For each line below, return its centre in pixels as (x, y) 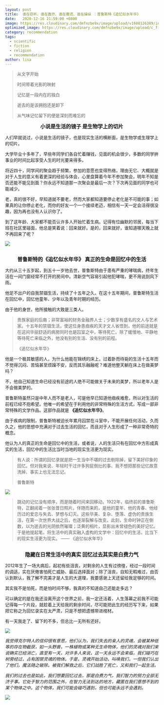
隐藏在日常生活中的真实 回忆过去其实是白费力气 (82, 555)
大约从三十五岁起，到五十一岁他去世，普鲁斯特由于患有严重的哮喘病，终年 (80, 270)
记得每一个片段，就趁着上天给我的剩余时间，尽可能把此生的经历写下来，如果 (82, 605)
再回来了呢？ (22, 234)
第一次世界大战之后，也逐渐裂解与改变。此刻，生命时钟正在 (90, 520)
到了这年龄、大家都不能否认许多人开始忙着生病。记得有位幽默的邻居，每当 (80, 222)
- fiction (19, 46)
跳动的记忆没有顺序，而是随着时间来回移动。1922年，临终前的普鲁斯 (86, 502)
